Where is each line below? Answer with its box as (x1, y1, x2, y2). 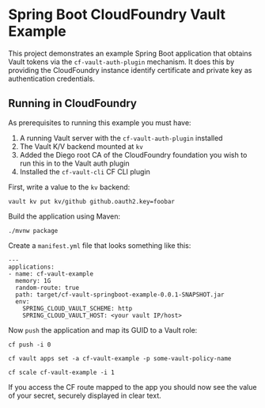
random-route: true (15, 284, 80, 292)
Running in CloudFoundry (8, 97, 137, 110)
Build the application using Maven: (8, 212, 121, 221)
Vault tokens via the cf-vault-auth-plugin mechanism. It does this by (8, 57, 235, 67)
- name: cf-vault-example (8, 269, 93, 278)
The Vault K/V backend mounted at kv (19, 141, 144, 151)
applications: (8, 263, 55, 271)
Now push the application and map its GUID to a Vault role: (8, 325, 198, 334)
